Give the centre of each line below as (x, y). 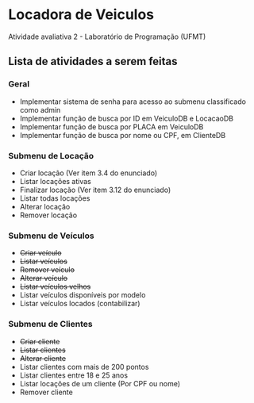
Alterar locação (45, 206)
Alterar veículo (44, 278)
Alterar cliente (42, 358)
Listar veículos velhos (55, 286)
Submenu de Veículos (51, 236)
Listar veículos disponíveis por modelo (83, 295)
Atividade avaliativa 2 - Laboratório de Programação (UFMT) (107, 36)
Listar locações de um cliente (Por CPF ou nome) (100, 383)
